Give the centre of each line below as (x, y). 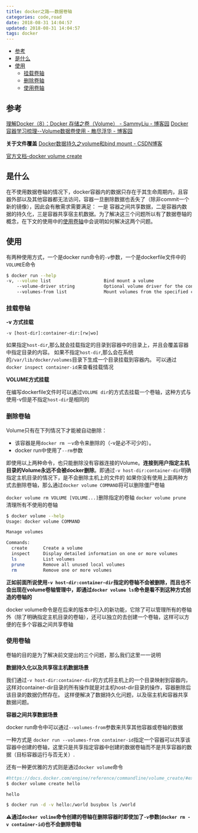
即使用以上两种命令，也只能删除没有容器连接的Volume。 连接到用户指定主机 (98, 463)
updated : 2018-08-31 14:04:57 (43, 28)
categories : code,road (34, 17)
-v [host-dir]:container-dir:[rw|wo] (52, 333)
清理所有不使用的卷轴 (32, 504)
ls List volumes (43, 559)
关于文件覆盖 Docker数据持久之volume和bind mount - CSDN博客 (85, 143)
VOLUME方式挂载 (28, 380)
